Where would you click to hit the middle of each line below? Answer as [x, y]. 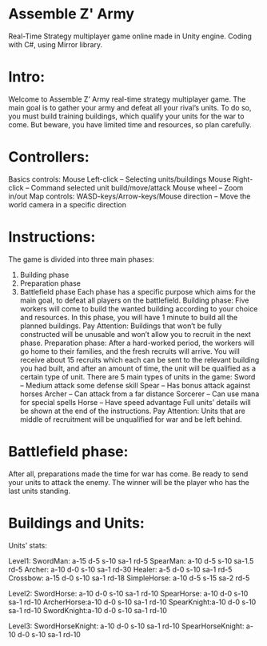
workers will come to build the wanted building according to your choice [139, 308]
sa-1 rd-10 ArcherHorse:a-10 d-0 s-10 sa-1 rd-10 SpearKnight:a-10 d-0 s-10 [132, 602]
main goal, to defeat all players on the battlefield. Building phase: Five [134, 300]
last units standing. [39, 491]
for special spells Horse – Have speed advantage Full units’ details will [135, 402]
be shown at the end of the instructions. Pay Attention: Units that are [132, 411]
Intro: [27, 77]
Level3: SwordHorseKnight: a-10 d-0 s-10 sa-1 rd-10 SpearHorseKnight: [126, 626]
